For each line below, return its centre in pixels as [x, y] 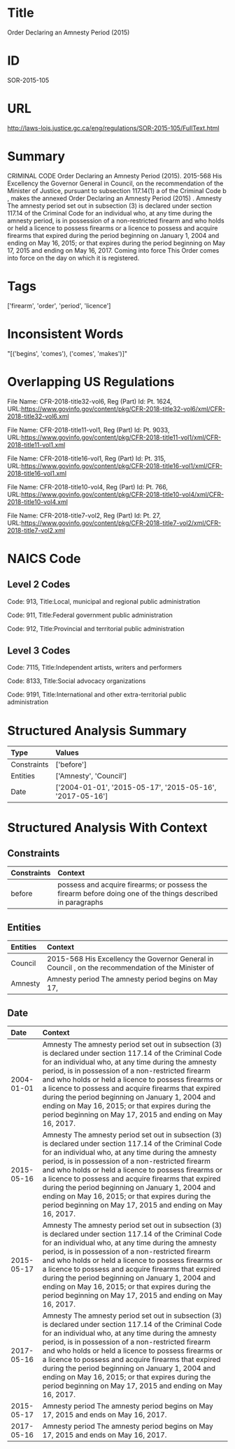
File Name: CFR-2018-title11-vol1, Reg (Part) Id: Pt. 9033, [88, 430]
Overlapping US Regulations [91, 382]
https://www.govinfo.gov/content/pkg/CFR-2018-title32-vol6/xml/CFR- [123, 409]
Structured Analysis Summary [97, 730]
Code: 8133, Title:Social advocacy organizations [77, 681]
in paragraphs [80, 902]
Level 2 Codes [39, 584]
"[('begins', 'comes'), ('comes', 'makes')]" [67, 353]
